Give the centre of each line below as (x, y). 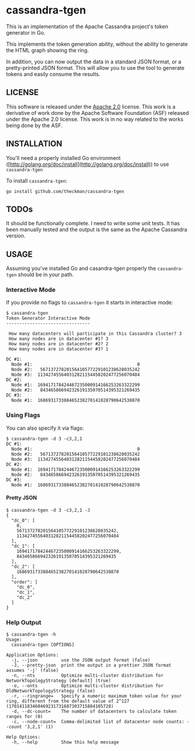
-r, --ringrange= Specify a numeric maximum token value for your (97, 696)
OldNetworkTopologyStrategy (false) (51, 691)
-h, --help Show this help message (65, 742)
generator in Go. (26, 32)
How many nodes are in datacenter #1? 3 (59, 339)
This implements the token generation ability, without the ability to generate (97, 44)
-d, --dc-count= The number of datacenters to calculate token (94, 712)
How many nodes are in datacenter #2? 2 (59, 344)
